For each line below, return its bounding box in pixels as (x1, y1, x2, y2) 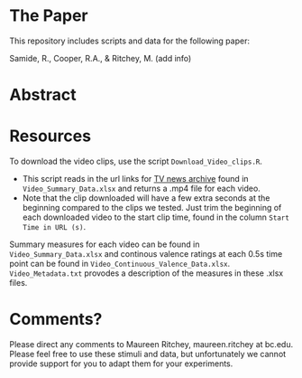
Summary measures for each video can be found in (9, 239, 200, 250)
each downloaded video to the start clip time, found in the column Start (22, 212, 290, 222)
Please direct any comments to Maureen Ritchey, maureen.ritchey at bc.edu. (9, 339, 294, 349)
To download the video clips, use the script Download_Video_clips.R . (9, 156, 263, 167)
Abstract (9, 85, 77, 105)
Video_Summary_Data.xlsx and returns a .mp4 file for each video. (22, 183, 261, 194)
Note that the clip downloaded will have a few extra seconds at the (22, 193, 270, 203)
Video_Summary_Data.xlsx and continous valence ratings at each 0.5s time (9, 249, 283, 260)
